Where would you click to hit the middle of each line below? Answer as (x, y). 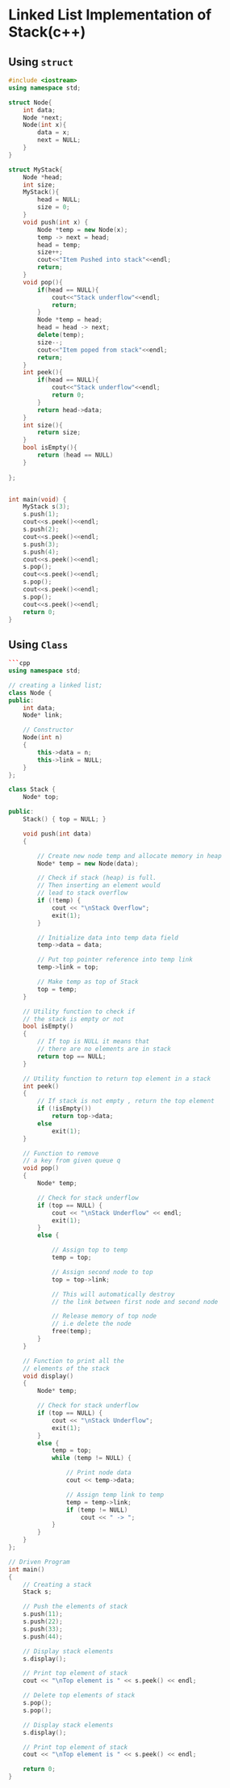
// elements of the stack (67, 1368)
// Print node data (98, 1473)
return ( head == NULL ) (75, 455)
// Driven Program (39, 1562)
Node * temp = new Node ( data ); (88, 863)
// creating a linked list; (56, 685)
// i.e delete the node (91, 1324)
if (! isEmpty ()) (65, 1109)
